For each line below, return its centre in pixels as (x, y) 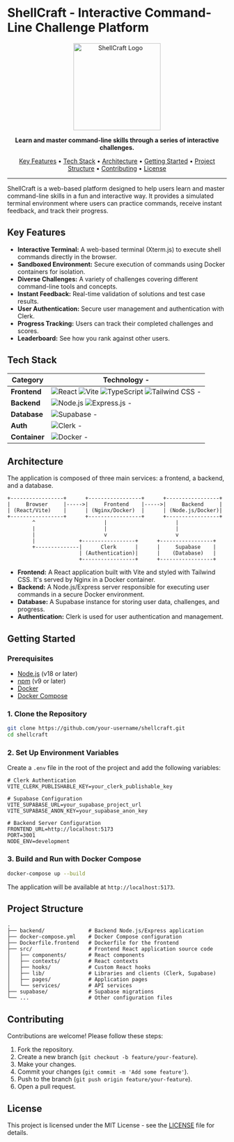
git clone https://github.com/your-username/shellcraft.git (96, 728)
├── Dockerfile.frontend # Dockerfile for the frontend (93, 943)
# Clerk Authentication (42, 781)
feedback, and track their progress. (58, 210)
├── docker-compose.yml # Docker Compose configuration (95, 937)
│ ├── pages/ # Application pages (78, 980)
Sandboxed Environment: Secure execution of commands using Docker (121, 264)
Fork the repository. (46, 1049)
